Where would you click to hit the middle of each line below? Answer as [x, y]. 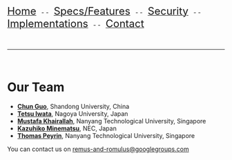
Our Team [36, 87]
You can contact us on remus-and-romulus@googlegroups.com [98, 149]
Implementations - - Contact [76, 24]
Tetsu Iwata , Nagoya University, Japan [72, 113]
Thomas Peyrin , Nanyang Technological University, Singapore [106, 135]
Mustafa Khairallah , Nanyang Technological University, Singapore [112, 121]
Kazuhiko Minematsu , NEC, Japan [67, 128]
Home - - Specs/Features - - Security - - [104, 11]
